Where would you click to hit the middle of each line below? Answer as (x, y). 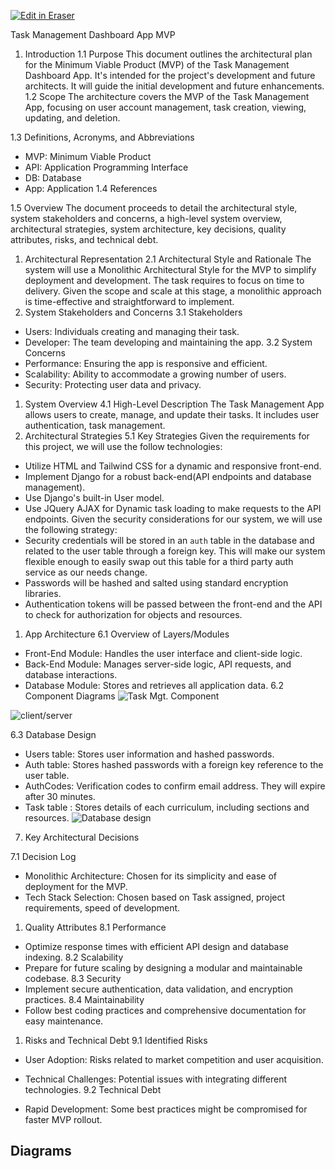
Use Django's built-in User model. (94, 498)
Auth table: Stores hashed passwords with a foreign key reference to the (174, 764)
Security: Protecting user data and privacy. (113, 384)
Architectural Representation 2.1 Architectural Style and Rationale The (168, 259)
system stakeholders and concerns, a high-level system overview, (146, 218)
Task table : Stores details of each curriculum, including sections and (167, 807)
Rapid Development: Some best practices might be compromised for (166, 1109)
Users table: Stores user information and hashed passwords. (149, 754)
